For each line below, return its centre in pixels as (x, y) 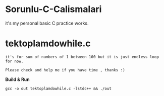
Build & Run (18, 79)
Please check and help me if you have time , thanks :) (65, 70)
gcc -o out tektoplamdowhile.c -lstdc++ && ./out (59, 88)
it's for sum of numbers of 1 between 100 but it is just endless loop (82, 57)
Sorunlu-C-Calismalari (53, 9)
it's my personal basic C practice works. (47, 23)
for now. (14, 61)
